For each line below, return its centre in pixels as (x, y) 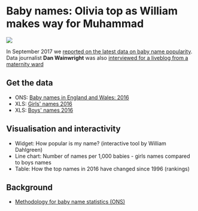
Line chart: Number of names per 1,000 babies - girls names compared (102, 156)
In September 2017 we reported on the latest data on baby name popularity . (99, 51)
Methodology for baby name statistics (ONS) (70, 202)
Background (29, 187)
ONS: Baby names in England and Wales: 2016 (72, 97)
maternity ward (25, 64)
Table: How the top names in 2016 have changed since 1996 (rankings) (102, 169)
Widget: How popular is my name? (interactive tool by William (90, 143)
